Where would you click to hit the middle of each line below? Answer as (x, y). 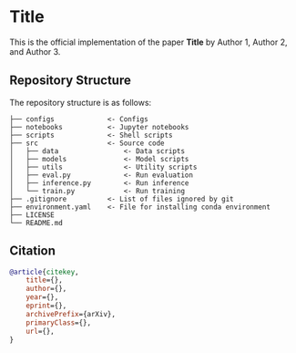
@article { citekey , (44, 272)
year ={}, (42, 297)
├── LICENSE (32, 215)
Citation (33, 251)
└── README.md (36, 223)
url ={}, (40, 331)
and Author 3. (35, 51)
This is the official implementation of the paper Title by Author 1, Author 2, (148, 42)
